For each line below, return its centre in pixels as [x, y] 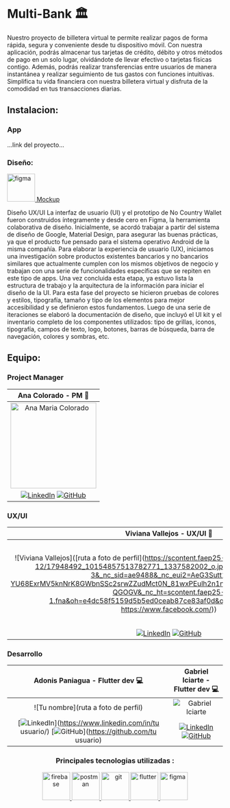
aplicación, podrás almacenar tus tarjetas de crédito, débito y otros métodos [115, 52]
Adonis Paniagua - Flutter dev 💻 [89, 680]
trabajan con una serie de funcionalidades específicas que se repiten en [109, 271]
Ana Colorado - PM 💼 [53, 395]
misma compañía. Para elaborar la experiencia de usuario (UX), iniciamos [111, 249]
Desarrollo [25, 654]
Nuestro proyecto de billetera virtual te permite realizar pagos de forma [107, 37]
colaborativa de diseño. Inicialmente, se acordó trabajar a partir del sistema [113, 227]
